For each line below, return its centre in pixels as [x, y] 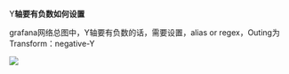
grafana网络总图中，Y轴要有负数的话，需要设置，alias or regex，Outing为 [144, 33]
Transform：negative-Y [52, 44]
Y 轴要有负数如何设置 [47, 14]
